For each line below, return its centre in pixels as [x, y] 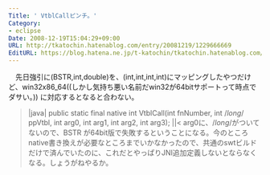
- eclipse [25, 31]
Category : [25, 23]
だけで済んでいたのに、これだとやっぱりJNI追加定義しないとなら [135, 153]
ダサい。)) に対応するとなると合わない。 [74, 97]
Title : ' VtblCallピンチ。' [53, 16]
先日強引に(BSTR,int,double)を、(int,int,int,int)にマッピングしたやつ [126, 77]
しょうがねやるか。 [81, 163]
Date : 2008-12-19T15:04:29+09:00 [64, 38]
